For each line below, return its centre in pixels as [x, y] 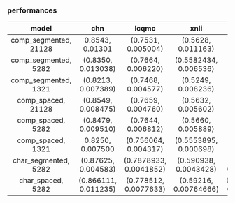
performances [32, 10]
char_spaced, [41, 181]
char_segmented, [41, 160]
